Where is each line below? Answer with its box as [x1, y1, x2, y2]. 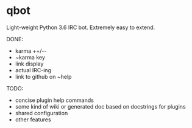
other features [15, 116, 51, 123]
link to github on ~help [15, 73, 72, 80]
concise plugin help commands [15, 96, 94, 104]
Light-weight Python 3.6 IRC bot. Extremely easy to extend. [6, 24, 155, 31]
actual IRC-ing [15, 66, 52, 73]
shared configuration [15, 109, 68, 116]
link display [15, 60, 44, 67]
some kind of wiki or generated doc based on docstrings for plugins [15, 103, 186, 110]
